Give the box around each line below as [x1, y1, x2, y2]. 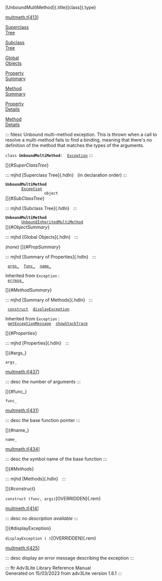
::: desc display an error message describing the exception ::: [5, 555, 134, 561]
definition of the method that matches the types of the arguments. [5, 143, 145, 148]
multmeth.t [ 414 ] [5, 505, 39, 512]
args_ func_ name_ [7, 264, 52, 269]
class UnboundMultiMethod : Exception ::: [5, 152, 93, 158]
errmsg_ [7, 278, 24, 283]
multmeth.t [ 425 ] [5, 545, 40, 551]
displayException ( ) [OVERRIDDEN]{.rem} [5, 535, 97, 541]
